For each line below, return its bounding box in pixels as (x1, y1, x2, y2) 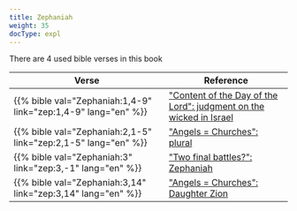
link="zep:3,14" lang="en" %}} (13, 187, 142, 200)
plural (168, 137, 193, 149)
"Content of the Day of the (168, 89, 278, 102)
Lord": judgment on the (168, 101, 265, 113)
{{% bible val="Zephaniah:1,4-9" (13, 94, 153, 107)
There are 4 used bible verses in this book (9, 54, 164, 64)
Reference (203, 74, 249, 87)
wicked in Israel (168, 111, 234, 124)
